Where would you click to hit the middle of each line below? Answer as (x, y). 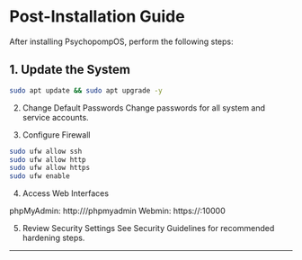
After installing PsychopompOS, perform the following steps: (121, 41)
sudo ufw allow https (50, 168)
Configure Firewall (56, 134)
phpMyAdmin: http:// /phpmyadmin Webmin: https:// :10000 (118, 211)
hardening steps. (53, 238)
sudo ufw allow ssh (46, 151)
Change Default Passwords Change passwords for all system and (144, 108)
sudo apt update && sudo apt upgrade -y (86, 90)
